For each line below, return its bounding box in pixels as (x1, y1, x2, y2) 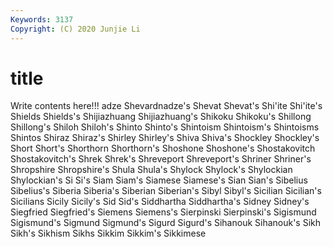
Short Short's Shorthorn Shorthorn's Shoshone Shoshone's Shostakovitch (10, 142, 316, 155)
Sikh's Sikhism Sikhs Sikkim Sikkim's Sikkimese (10, 227, 207, 240)
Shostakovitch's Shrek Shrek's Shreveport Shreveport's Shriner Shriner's (10, 153, 312, 165)
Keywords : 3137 (10, 14, 74, 25)
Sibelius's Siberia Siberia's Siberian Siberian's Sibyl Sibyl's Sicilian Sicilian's (10, 185, 322, 197)
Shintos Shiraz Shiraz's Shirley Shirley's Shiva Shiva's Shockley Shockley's (10, 132, 320, 144)
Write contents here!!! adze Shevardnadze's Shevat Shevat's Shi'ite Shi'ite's (10, 100, 323, 112)
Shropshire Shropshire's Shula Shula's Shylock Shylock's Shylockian (10, 164, 293, 176)
